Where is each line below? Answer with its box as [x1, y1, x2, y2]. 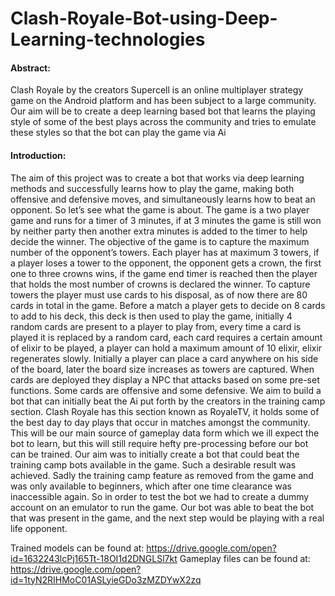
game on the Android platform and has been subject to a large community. [10, 95, 317, 107]
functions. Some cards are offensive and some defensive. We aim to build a [10, 384, 322, 396]
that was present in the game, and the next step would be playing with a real [10, 512, 325, 524]
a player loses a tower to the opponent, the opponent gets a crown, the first [10, 257, 322, 269]
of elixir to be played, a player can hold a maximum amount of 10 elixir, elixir [10, 342, 323, 354]
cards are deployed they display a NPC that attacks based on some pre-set [10, 373, 320, 386]
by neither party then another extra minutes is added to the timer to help [10, 225, 308, 237]
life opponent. [10, 522, 68, 534]
